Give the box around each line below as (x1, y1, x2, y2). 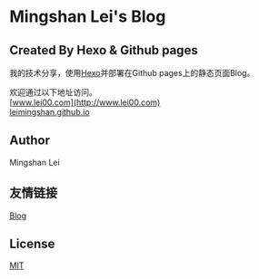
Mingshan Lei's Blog (9, 6, 166, 27)
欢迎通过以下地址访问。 (9, 87, 97, 97)
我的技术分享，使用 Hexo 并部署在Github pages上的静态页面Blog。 (9, 68, 255, 78)
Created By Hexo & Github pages (9, 43, 198, 58)
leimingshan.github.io (9, 107, 90, 117)
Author (9, 133, 50, 149)
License (9, 236, 55, 252)
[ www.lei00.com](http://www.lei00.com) (9, 97, 161, 108)
